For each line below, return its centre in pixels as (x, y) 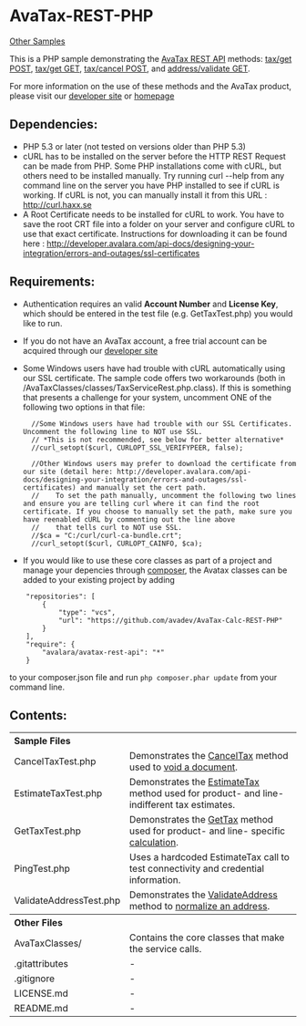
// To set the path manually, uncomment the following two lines (164, 495)
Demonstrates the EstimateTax (194, 782)
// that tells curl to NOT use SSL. (107, 527)
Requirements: (52, 282)
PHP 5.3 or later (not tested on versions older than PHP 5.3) (134, 146)
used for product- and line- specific (207, 831)
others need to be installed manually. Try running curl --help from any (153, 175)
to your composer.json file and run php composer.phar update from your (143, 677)
